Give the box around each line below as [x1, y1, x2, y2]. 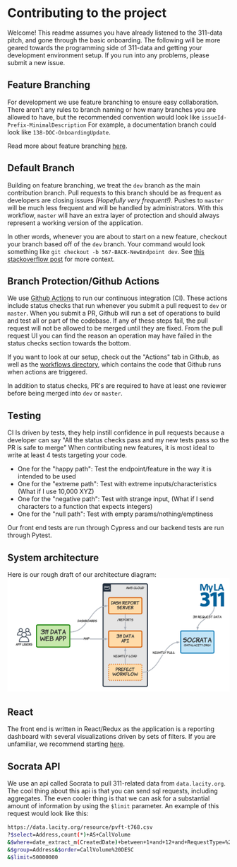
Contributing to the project [7, 5, 167, 21]
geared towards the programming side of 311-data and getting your [7, 43, 202, 52]
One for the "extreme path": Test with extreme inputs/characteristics [17, 480, 217, 488]
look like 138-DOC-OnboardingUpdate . [7, 127, 111, 136]
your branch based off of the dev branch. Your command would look [7, 239, 206, 248]
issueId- [201, 114, 227, 121]
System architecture [7, 551, 99, 563]
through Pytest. [7, 531, 52, 539]
